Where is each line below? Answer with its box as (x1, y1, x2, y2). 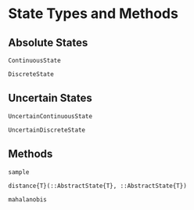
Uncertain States (8, 92, 92, 105)
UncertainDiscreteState (8, 126, 86, 134)
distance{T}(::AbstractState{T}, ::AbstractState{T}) (8, 182, 188, 190)
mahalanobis (8, 195, 47, 204)
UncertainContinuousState (8, 112, 92, 120)
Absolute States (8, 36, 88, 49)
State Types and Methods (8, 5, 178, 23)
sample (8, 168, 30, 176)
